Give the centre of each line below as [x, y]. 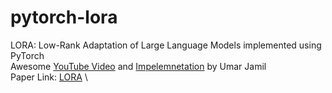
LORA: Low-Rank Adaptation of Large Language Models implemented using [166, 45]
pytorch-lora [64, 17]
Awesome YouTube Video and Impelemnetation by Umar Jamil [138, 66]
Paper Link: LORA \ [49, 77]
